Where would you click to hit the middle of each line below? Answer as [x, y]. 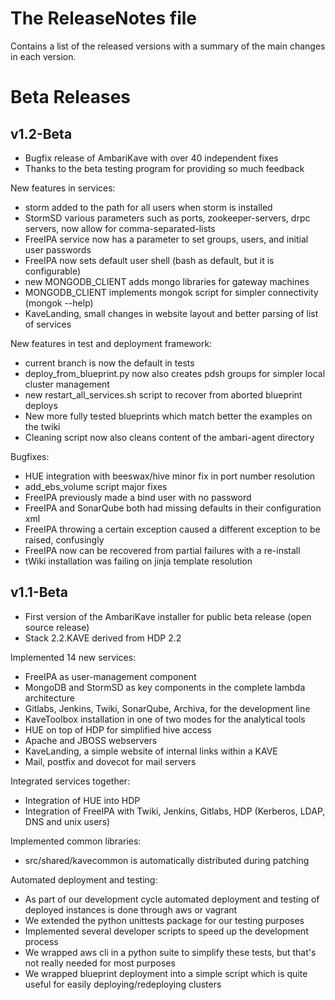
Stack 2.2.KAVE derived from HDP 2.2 [103, 638]
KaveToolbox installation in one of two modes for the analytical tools [165, 719]
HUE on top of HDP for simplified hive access [118, 729]
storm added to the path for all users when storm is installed [148, 207]
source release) [57, 627]
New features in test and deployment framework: [111, 343]
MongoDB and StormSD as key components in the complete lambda [165, 687]
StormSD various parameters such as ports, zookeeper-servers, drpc [167, 218]
